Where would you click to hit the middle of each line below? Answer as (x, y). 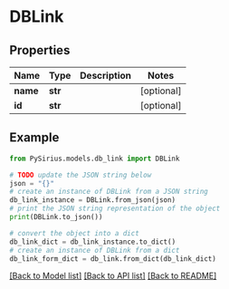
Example (34, 138)
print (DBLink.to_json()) (56, 217)
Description (105, 76)
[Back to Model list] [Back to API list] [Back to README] (113, 276)
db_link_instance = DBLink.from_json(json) (93, 200)
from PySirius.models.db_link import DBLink (95, 159)
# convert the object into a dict (75, 233)
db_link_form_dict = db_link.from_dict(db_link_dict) (113, 259)
